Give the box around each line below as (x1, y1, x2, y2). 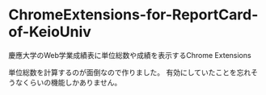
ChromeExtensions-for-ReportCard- (8, 6, 259, 24)
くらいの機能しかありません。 (22, 77, 122, 87)
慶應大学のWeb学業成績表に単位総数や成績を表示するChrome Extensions (8, 50, 252, 60)
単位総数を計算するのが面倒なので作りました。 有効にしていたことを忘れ (8, 67, 251, 77)
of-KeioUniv (8, 23, 91, 41)
